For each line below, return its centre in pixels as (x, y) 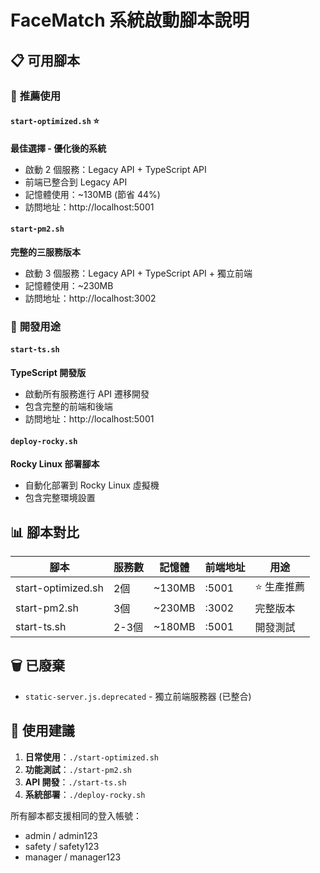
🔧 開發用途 (36, 326)
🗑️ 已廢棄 (37, 666)
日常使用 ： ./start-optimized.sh (91, 757)
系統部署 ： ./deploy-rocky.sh (85, 794)
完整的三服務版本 (45, 252)
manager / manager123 (73, 857)
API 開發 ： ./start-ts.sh (75, 782)
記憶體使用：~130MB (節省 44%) (92, 194)
